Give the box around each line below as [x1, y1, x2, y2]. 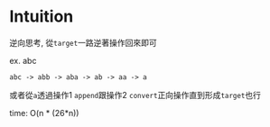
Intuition [9, 6, 74, 27]
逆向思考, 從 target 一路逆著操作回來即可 [9, 37, 157, 48]
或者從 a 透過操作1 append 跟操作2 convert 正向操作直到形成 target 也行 [9, 89, 262, 100]
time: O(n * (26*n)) [9, 107, 79, 118]
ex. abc [9, 55, 37, 66]
